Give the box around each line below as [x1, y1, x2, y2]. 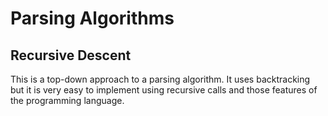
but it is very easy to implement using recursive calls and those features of [10, 84, 318, 96]
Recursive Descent [10, 47, 132, 64]
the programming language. [10, 95, 125, 106]
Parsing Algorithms [10, 7, 175, 30]
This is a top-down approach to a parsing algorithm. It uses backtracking [10, 73, 311, 85]
